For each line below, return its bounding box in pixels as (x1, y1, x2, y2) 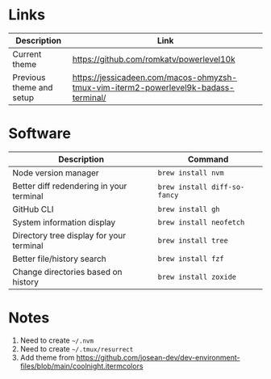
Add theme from (19, 352, 75, 362)
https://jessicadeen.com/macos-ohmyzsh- (72, 71, 238, 82)
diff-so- (211, 182, 245, 192)
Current (12, 48, 42, 60)
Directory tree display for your (12, 230, 127, 241)
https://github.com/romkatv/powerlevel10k (72, 53, 236, 65)
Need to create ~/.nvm (19, 335, 94, 345)
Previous (12, 71, 46, 82)
